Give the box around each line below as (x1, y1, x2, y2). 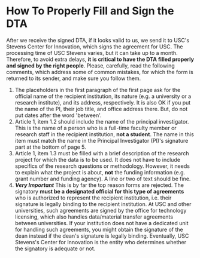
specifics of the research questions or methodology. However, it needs (14, 162, 190, 170)
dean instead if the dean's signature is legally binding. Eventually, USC (14, 232, 189, 239)
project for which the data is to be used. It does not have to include (14, 156, 181, 163)
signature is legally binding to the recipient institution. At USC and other (14, 200, 192, 207)
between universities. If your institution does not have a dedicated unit (14, 219, 189, 226)
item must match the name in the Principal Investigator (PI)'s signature (14, 137, 189, 144)
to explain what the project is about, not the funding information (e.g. (14, 168, 186, 176)
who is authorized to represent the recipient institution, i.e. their (14, 194, 172, 201)
